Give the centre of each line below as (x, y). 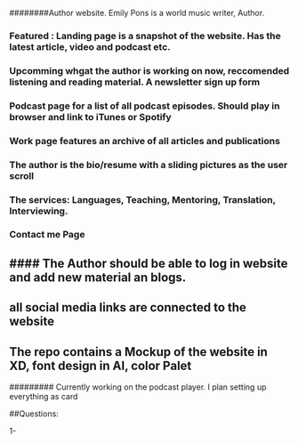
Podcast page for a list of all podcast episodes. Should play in (145, 106)
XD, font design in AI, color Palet (101, 365)
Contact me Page (47, 235)
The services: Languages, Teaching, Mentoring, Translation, (142, 199)
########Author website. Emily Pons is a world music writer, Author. (137, 13)
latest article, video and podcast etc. (90, 46)
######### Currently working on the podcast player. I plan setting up (138, 387)
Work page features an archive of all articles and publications (145, 141)
